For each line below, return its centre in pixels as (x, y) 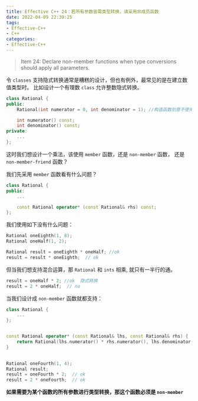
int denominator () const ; (49, 126)
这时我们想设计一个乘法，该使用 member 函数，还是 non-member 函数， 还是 (95, 154)
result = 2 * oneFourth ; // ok (46, 380)
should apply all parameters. (55, 67)
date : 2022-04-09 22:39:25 (39, 17)
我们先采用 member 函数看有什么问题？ (52, 174)
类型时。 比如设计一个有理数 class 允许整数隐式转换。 (77, 87)
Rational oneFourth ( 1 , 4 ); (39, 363)
